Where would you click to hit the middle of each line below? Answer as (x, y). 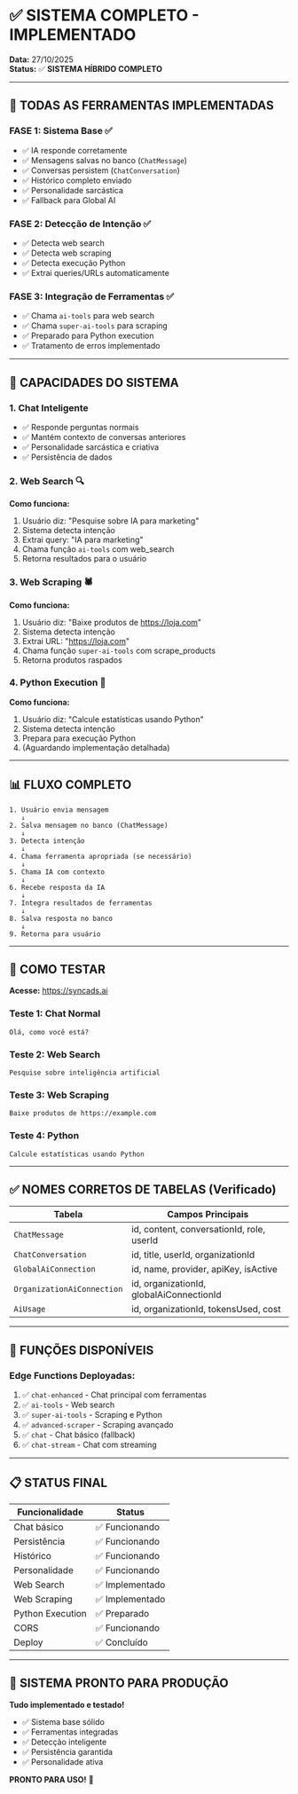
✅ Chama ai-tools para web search (88, 316)
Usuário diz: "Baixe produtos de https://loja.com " (112, 622)
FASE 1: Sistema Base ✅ (61, 131)
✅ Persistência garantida (67, 1751)
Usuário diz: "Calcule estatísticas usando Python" (113, 719)
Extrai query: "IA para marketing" (82, 540)
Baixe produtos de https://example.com (83, 1113)
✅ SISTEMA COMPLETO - (104, 16)
